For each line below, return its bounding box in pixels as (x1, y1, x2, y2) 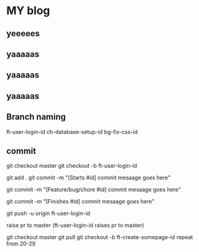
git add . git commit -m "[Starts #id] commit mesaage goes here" (6, 174, 171, 181)
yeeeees (6, 28, 40, 39)
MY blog (6, 4, 50, 18)
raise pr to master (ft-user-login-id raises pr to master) (6, 222, 144, 229)
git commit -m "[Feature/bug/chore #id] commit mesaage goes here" (6, 186, 181, 194)
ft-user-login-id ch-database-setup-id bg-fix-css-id (6, 128, 138, 135)
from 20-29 (6, 240, 36, 248)
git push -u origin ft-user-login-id (6, 210, 90, 217)
